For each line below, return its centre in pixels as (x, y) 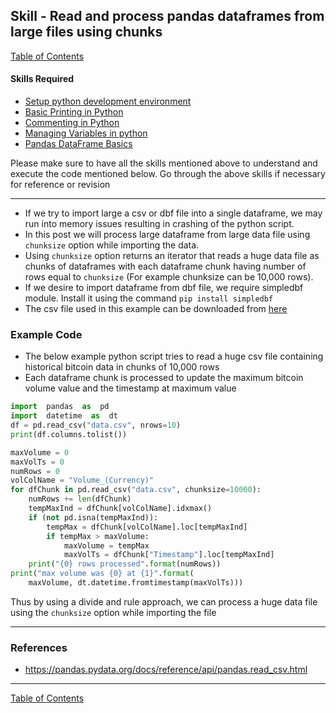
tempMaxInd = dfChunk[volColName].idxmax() (120, 509)
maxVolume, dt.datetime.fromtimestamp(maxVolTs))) (136, 583)
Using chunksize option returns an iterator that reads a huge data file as (172, 256)
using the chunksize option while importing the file (113, 612)
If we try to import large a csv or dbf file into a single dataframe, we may (173, 213)
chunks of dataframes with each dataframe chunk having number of (165, 266)
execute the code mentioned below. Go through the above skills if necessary (168, 174)
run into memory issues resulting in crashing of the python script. (159, 224)
